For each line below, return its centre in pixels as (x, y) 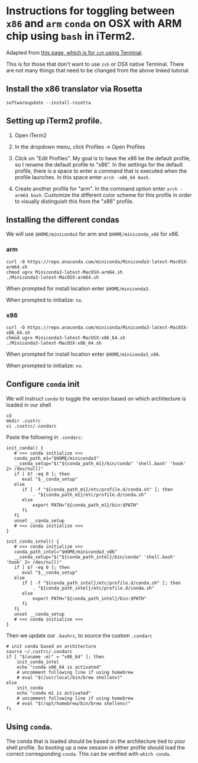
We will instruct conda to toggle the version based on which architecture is (96, 398)
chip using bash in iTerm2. (71, 36)
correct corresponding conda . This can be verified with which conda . (88, 754)
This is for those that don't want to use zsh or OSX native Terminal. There (95, 64)
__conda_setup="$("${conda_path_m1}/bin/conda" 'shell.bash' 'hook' (100, 463)
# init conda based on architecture (51, 646)
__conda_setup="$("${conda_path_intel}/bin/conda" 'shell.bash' (95, 557)
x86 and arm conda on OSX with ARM (94, 23)
